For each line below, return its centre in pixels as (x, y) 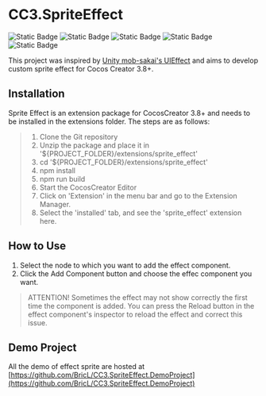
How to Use (37, 246)
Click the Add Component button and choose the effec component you (136, 273)
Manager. (55, 204)
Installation (37, 94)
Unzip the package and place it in (94, 145)
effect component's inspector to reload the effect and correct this (135, 314)
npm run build (62, 179)
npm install (57, 170)
